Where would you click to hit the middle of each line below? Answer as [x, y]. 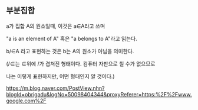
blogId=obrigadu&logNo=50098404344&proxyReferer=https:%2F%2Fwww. [99, 94]
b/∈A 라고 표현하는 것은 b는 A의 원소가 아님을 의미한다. [70, 51]
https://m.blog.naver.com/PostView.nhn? [55, 88]
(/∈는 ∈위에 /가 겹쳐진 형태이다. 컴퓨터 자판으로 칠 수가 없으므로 [81, 63]
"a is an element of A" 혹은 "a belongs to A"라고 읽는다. [72, 38]
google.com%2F [26, 101]
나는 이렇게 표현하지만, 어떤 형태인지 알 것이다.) [60, 76]
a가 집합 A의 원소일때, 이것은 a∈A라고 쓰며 [56, 26]
